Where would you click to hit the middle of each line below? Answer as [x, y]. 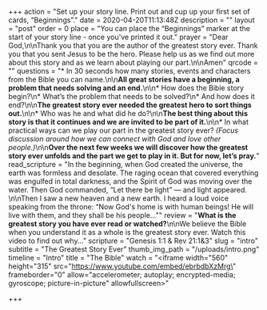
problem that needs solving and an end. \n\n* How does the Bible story [126, 88]
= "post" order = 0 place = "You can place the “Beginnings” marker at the [129, 28]
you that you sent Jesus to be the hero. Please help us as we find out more [132, 54]
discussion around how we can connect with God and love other [115, 139]
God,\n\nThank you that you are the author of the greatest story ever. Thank [133, 46]
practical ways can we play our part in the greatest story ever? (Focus [123, 130]
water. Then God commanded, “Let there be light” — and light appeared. [128, 190]
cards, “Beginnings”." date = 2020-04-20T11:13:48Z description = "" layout [132, 20]
